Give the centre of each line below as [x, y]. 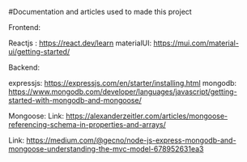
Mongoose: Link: [36, 116]
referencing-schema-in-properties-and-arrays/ [87, 124]
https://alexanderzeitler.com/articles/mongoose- [147, 116]
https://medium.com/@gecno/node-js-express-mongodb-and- [131, 140]
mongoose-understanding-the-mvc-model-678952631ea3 [106, 149]
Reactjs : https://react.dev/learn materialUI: [80, 43]
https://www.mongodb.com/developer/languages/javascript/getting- [123, 92]
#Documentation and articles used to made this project [100, 12]
